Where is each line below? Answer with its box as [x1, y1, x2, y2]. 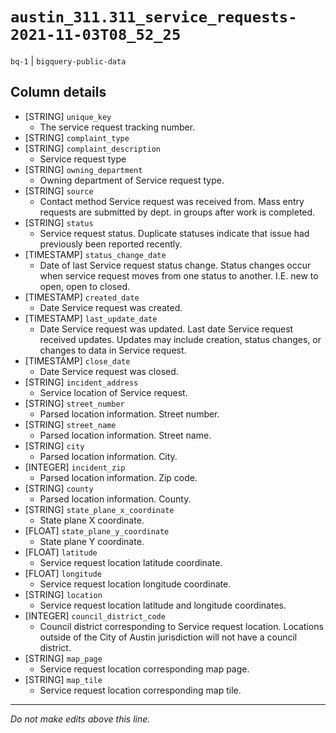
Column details [10, 84, 107, 101]
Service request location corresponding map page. [39, 663, 250, 675]
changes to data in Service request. [39, 344, 187, 356]
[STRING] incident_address [24, 376, 139, 388]
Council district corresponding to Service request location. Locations [39, 620, 324, 632]
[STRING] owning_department [24, 163, 143, 175]
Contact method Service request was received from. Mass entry [39, 195, 305, 207]
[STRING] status [24, 216, 94, 228]
